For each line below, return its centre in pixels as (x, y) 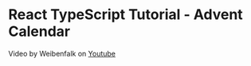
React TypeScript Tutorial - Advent (125, 15)
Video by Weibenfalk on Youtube (62, 53)
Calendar (39, 31)
